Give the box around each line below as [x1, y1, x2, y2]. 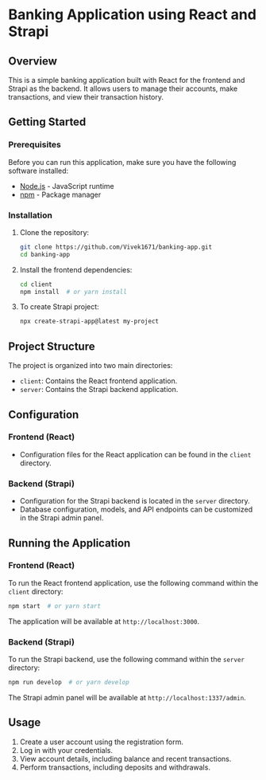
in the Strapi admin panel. [19, 513, 104, 523]
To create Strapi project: [19, 302, 99, 312]
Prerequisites [8, 139, 61, 151]
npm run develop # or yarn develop [8, 679, 129, 687]
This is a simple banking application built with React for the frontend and [8, 76, 245, 84]
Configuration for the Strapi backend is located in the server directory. [19, 496, 250, 506]
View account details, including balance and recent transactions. [19, 754, 232, 763]
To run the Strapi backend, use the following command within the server [8, 655, 245, 664]
